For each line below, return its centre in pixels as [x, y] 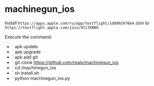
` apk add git [25, 57]
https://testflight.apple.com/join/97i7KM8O [52, 28]
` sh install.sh [25, 73]
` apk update [25, 46]
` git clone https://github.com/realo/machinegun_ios [65, 62]
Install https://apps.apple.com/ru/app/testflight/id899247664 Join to [77, 23]
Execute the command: [28, 37]
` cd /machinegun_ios [34, 68]
